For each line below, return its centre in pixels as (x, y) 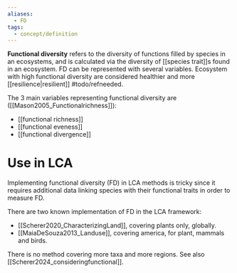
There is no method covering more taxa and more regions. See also (106, 255)
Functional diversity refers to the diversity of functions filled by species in (117, 54)
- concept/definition (46, 34)
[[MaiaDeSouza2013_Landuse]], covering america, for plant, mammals (121, 233)
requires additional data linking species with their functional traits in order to (119, 191)
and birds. (32, 241)
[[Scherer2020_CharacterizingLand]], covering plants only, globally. (117, 225)
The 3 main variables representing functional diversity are (92, 98)
